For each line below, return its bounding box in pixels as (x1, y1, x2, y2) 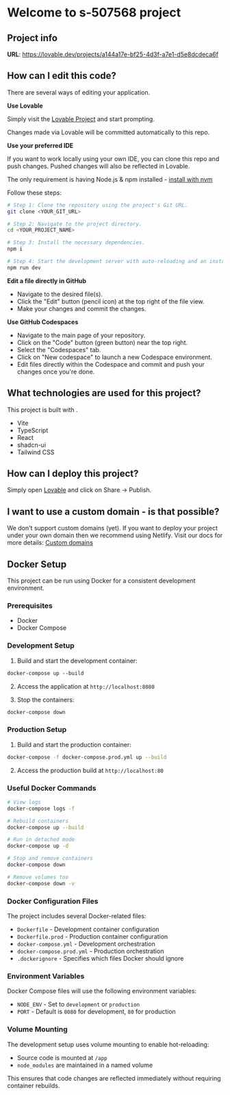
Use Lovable (7, 101, 43, 110)
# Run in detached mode (7, 836, 75, 844)
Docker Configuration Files (7, 896, 99, 906)
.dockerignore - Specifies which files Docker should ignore (16, 954, 184, 962)
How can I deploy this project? (7, 468, 139, 480)
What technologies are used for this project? (7, 387, 201, 399)
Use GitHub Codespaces (7, 317, 79, 326)
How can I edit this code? (7, 70, 116, 82)
